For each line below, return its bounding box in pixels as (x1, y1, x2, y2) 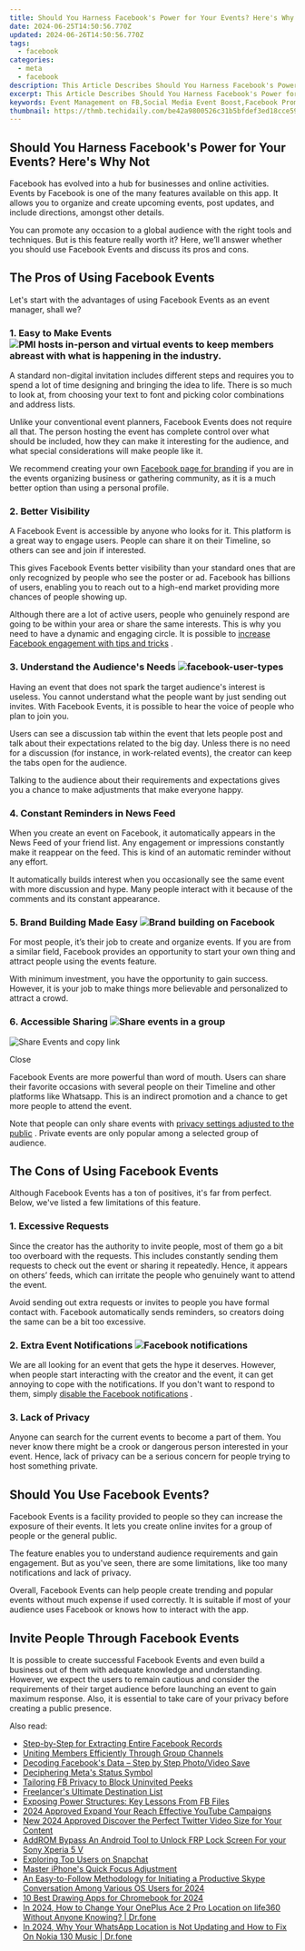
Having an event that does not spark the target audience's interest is (9, 681, 266, 692)
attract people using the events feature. (9, 956, 157, 967)
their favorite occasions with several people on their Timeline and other (9, 1081, 276, 1092)
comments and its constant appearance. (9, 894, 161, 905)
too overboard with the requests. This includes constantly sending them (9, 1250, 279, 1261)
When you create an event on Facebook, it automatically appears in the (9, 827, 276, 838)
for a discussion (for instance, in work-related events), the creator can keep (9, 747, 292, 758)
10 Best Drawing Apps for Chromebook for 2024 (22, 1892, 204, 1903)
